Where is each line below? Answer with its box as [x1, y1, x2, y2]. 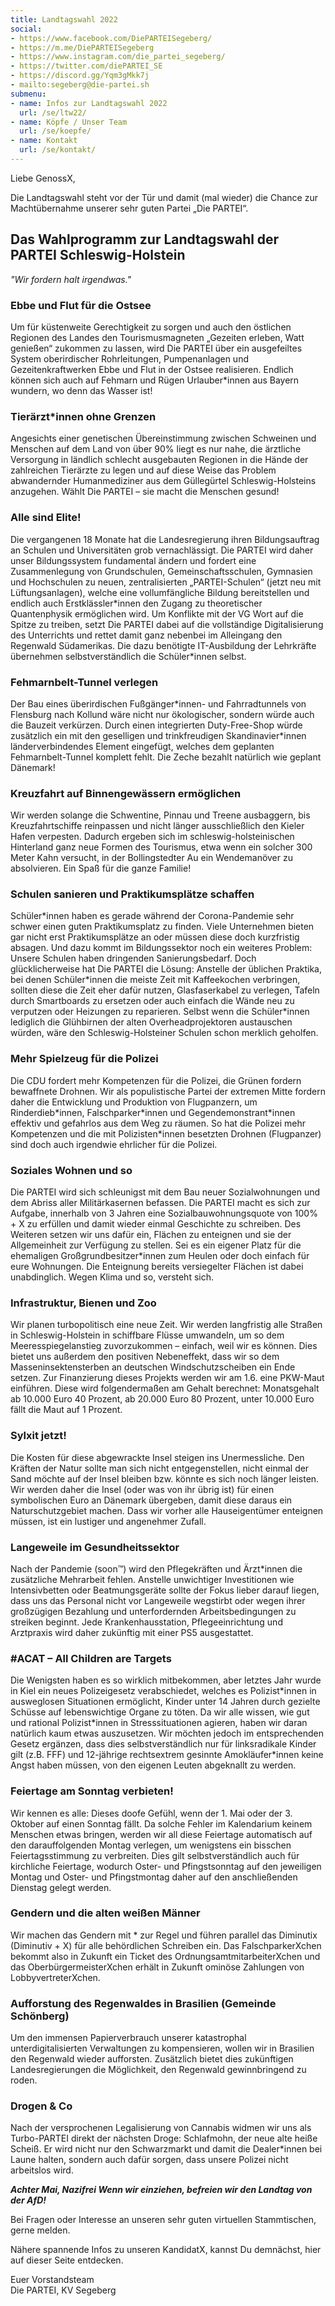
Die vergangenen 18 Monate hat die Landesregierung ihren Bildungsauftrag [10, 533, 320, 545]
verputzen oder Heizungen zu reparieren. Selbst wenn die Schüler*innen [10, 1006, 310, 1018]
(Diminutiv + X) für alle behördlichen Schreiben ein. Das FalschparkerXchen [10, 1939, 322, 1951]
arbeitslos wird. [10, 2164, 74, 2176]
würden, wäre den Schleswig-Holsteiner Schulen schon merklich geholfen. [10, 1027, 319, 1039]
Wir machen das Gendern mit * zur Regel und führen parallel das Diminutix [10, 1929, 318, 1941]
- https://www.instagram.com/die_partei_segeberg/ [10, 52, 226, 62]
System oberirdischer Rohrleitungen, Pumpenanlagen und [10, 352, 249, 365]
